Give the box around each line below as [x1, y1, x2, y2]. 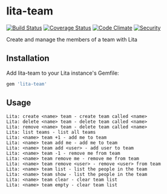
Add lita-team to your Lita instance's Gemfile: [6, 69, 119, 77]
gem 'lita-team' [6, 81, 47, 87]
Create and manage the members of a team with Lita [6, 36, 138, 43]
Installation [6, 53, 50, 64]
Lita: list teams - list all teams [6, 130, 96, 136]
